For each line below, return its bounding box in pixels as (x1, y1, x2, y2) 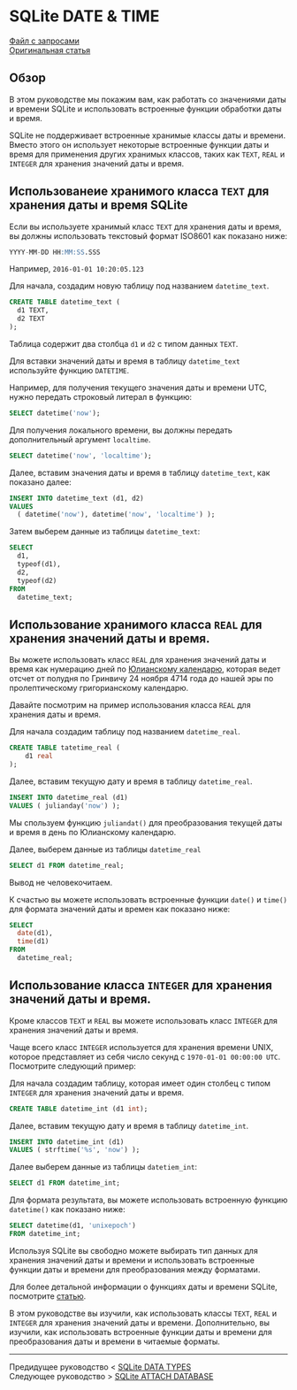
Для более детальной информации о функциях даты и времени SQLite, (9, 1281, 278, 1292)
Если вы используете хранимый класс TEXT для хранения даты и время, (9, 221, 282, 232)
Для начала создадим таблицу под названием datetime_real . (9, 726, 240, 737)
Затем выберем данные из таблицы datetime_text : (9, 526, 201, 537)
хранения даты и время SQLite (9, 197, 188, 213)
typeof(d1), (17, 560, 62, 569)
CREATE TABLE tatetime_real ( (9, 743, 121, 753)
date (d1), (17, 929, 53, 938)
